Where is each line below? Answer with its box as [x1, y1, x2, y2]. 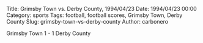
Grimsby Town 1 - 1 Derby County [6, 30, 91, 37]
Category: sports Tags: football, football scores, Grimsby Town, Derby [6, 12, 183, 19]
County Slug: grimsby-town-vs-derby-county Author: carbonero [6, 18, 169, 25]
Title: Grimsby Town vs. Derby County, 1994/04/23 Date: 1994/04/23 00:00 [6, 5, 197, 12]
